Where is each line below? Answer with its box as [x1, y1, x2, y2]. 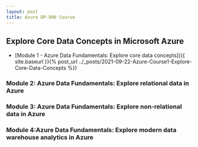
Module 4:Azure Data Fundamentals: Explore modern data [6, 126, 177, 134]
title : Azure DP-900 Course [6, 14, 76, 20]
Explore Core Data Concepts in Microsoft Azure [6, 36, 184, 46]
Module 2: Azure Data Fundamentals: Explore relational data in [6, 79, 189, 88]
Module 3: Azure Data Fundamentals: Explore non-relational [6, 103, 182, 111]
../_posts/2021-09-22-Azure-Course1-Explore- [79, 58, 192, 65]
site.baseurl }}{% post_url [14, 58, 78, 65]
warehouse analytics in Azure [6, 133, 93, 142]
